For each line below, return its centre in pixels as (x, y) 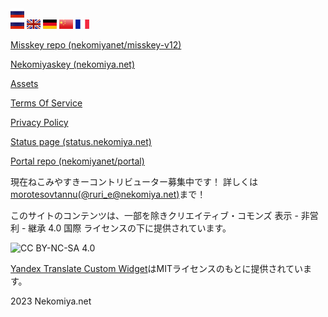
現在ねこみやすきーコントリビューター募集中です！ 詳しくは (134, 181)
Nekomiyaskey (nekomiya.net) (73, 64)
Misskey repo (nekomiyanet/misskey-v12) (96, 45)
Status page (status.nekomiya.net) (81, 141)
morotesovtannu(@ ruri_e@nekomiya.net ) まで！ (108, 194)
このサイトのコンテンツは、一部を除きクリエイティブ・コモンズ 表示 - (154, 215)
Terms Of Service (46, 103)
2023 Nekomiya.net (51, 301)
